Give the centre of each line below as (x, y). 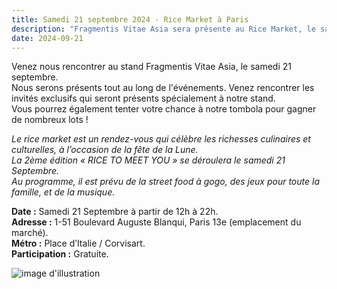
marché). (30, 233)
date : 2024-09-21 (47, 38)
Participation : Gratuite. (60, 254)
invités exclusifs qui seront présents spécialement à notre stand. (143, 98)
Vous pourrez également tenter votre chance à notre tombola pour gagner (164, 109)
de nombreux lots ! (50, 120)
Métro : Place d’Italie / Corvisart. (78, 243)
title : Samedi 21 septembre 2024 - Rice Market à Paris (130, 19)
